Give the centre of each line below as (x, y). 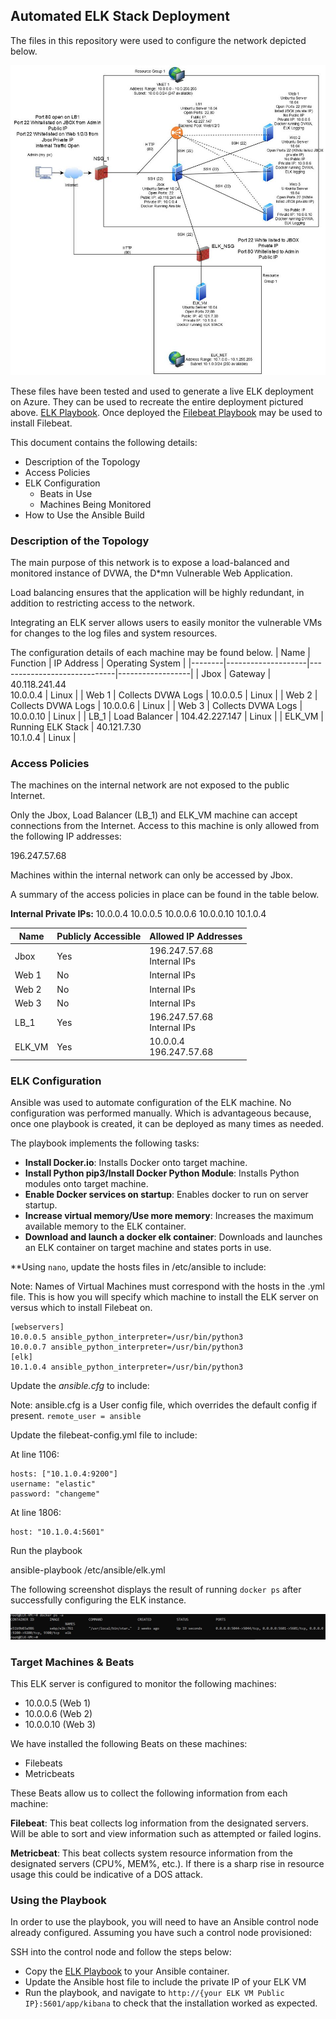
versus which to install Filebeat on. (81, 1308)
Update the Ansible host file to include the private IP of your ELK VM (165, 1982)
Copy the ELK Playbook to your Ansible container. (127, 1971)
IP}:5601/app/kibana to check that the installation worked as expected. (171, 2003)
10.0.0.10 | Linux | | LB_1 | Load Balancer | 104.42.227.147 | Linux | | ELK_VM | (167, 716)
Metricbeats (49, 1773)
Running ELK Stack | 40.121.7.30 (76, 727)
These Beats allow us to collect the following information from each (149, 1793)
